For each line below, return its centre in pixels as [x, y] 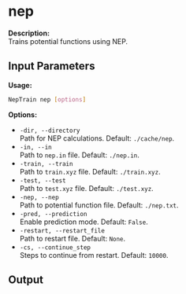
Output [26, 280]
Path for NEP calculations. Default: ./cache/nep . [97, 138]
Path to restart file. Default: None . [73, 238]
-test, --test [43, 180]
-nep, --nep [39, 197]
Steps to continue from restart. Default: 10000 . [94, 255]
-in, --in [36, 147]
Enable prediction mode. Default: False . [84, 222]
